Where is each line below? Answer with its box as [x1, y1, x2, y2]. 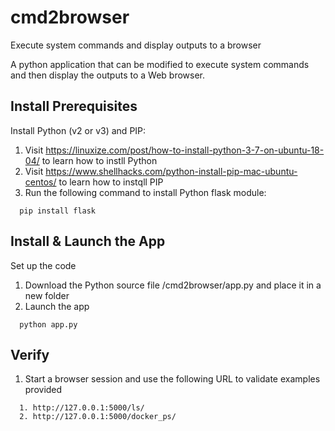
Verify [10, 346, 50, 363]
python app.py [19, 319, 78, 330]
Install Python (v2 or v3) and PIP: [10, 124, 147, 136]
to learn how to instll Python [41, 154, 158, 166]
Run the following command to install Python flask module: [24, 186, 267, 198]
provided [24, 384, 63, 396]
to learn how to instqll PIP [58, 176, 164, 188]
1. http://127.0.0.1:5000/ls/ [19, 403, 145, 413]
